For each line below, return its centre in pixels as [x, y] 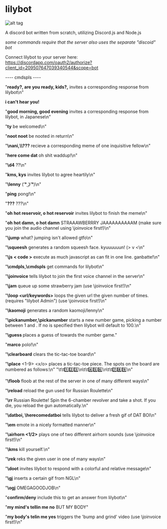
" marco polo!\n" [22, 345]
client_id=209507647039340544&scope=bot [52, 68]
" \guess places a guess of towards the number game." [61, 335]
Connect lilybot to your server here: [42, 57]
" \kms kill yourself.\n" [28, 449]
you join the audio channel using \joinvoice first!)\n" [58, 228]
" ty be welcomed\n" [26, 126]
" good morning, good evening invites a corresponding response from [77, 111]
